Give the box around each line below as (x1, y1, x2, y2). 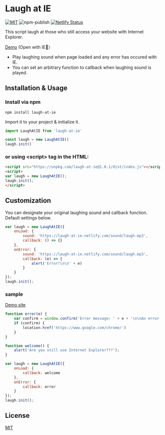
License (5, 411, 30, 420)
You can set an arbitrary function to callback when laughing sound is (12, 64, 151, 70)
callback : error (23, 384, 56, 389)
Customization (5, 196, 52, 205)
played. (12, 69, 27, 75)
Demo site (5, 302, 26, 308)
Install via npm (5, 99, 41, 106)
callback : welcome (23, 370, 60, 375)
